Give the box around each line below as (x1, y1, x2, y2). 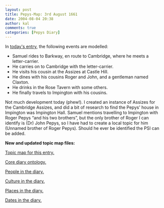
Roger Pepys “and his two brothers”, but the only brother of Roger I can (5, 115, 149, 120)
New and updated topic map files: (5, 140, 75, 146)
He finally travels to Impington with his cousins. (12, 89, 108, 95)
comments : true (5, 26, 36, 30)
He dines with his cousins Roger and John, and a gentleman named (12, 74, 148, 80)
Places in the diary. (5, 188, 44, 193)
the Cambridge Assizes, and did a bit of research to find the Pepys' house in (5, 104, 159, 110)
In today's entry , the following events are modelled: (5, 44, 109, 49)
